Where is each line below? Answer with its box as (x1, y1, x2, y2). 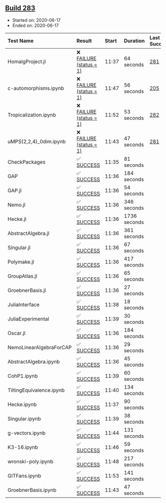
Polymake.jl (7, 258, 35, 265)
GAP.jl (7, 187, 22, 194)
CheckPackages (7, 158, 46, 165)
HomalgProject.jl (7, 58, 46, 65)
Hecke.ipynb (7, 401, 37, 408)
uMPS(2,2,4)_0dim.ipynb (7, 138, 66, 145)
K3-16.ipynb (7, 443, 39, 450)
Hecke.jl (7, 215, 27, 222)
